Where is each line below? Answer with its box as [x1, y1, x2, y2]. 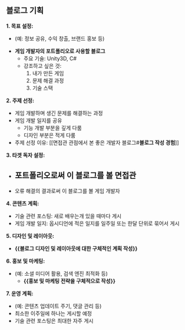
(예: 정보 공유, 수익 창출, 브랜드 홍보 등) [14, 35, 105, 42]
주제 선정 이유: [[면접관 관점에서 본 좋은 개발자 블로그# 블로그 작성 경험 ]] [14, 139, 179, 146]
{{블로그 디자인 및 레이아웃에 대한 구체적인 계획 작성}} [14, 244, 138, 252]
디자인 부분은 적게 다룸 [23, 132, 76, 139]
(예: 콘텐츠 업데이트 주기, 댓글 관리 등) [14, 302, 102, 309]
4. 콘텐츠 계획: [6, 200, 39, 207]
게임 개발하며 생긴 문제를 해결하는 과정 [14, 109, 103, 116]
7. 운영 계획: [6, 290, 34, 297]
